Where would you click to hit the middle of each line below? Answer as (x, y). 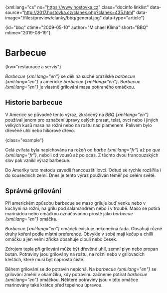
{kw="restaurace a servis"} (33, 66)
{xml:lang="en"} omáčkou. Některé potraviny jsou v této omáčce (72, 280)
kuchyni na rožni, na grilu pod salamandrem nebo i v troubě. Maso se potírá (83, 208)
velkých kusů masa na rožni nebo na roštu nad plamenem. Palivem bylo (79, 125)
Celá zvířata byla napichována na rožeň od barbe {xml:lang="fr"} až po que (83, 149)
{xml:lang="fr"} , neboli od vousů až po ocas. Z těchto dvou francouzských (82, 155)
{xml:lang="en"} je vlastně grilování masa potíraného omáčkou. (70, 87)
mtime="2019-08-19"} (28, 33)
